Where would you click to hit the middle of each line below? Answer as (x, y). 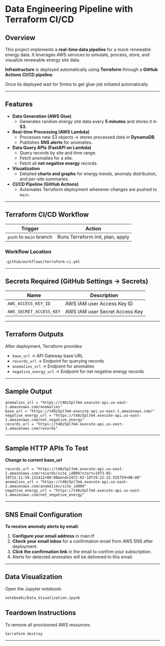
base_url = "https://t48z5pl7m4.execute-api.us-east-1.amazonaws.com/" (80, 411)
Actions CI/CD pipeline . (29, 75)
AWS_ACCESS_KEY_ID (29, 303)
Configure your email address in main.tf (53, 536)
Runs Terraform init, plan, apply (93, 237)
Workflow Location (28, 251)
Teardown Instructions (41, 613)
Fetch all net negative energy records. (59, 163)
